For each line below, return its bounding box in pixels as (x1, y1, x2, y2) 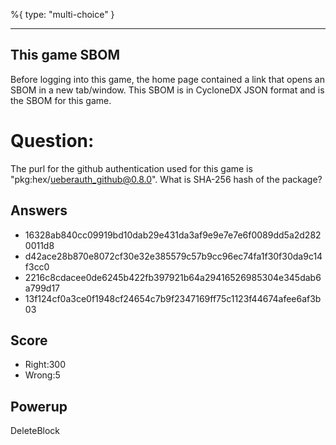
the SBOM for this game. (10, 94, 112, 106)
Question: (10, 130, 95, 152)
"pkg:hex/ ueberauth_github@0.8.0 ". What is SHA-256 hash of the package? (10, 173, 323, 185)
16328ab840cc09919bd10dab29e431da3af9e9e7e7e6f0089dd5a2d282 (24, 229, 322, 241)
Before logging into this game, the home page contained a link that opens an (10, 73, 325, 85)
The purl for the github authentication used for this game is (10, 162, 253, 174)
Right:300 (24, 359, 66, 371)
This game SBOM (10, 47, 121, 64)
